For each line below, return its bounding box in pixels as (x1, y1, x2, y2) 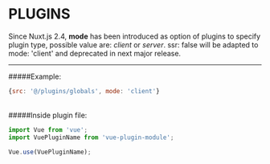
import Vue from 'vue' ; (8, 125, 88, 133)
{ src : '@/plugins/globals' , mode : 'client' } (8, 87, 160, 95)
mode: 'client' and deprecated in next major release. (8, 48, 182, 58)
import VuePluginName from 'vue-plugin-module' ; (8, 133, 174, 141)
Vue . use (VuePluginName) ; (8, 148, 92, 156)
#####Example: (8, 72, 62, 81)
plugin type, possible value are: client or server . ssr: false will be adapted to (8, 39, 259, 49)
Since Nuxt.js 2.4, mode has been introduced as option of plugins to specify (8, 31, 261, 41)
